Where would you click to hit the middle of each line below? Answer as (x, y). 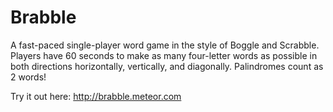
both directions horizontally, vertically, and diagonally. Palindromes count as (167, 66)
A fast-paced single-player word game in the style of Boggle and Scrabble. (165, 45)
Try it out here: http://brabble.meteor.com (96, 96)
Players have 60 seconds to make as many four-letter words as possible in (164, 55)
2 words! (28, 77)
